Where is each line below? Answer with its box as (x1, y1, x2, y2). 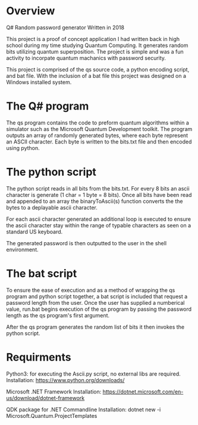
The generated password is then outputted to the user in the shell (6, 239, 167, 246)
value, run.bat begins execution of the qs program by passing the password (6, 305, 192, 312)
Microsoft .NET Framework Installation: (6, 388, 102, 395)
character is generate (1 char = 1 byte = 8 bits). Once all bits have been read (6, 191, 192, 198)
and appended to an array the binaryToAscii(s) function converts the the (6, 198, 183, 205)
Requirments (6, 350, 71, 364)
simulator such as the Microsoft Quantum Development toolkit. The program (6, 125, 193, 132)
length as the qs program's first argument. (6, 311, 110, 319)
